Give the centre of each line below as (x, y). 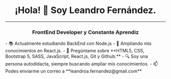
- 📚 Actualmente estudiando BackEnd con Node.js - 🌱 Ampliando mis (78, 44)
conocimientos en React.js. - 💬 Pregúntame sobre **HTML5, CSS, (75, 51)
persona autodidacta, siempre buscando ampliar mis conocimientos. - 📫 (82, 64)
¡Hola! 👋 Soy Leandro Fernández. (85, 10)
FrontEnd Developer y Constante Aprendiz (85, 32)
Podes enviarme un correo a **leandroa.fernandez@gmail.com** (74, 71)
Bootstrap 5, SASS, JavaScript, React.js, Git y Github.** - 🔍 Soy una (77, 56)
